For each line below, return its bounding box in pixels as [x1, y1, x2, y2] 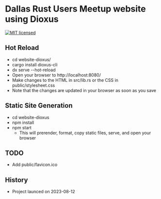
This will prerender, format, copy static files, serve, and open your [19, 130, 151, 136]
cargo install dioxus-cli [12, 61, 58, 67]
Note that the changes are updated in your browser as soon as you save [12, 87, 157, 93]
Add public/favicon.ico [12, 162, 58, 168]
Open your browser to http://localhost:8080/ [12, 72, 101, 78]
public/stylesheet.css [12, 82, 55, 88]
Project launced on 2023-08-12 [12, 189, 75, 195]
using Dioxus [5, 14, 59, 25]
